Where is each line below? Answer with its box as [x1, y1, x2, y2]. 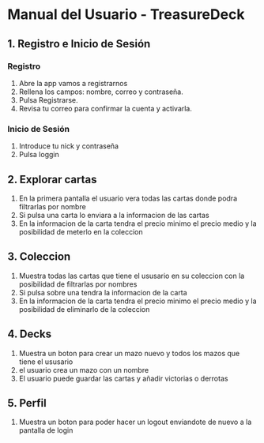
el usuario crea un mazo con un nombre [18, 365, 149, 374]
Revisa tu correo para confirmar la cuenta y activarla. [18, 103, 193, 113]
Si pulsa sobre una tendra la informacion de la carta [18, 287, 187, 297]
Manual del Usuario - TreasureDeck [7, 6, 245, 24]
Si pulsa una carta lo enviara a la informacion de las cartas [18, 210, 210, 220]
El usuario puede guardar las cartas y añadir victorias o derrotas [18, 374, 228, 383]
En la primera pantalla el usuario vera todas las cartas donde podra [18, 193, 238, 203]
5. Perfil [7, 396, 47, 410]
